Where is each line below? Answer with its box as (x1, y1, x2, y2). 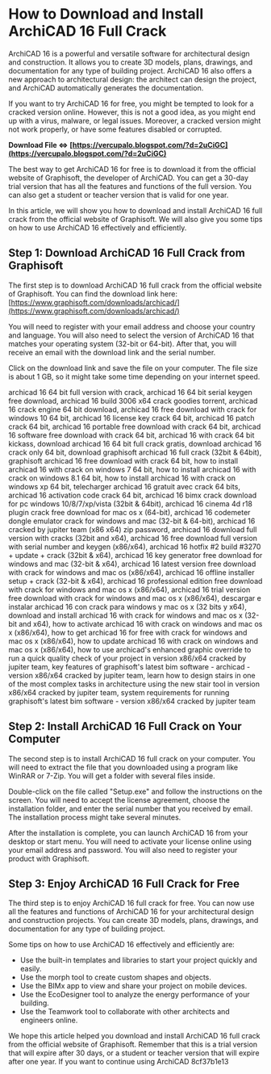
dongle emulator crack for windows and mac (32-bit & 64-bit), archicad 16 (8, 516, 256, 526)
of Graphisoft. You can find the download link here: (8, 288, 178, 299)
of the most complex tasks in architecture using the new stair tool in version (8, 679, 261, 689)
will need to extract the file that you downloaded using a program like (8, 762, 239, 772)
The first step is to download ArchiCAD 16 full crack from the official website (8, 280, 262, 290)
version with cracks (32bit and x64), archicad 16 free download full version (8, 533, 258, 543)
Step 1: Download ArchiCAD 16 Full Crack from (8, 246, 246, 260)
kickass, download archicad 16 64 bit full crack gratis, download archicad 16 (8, 438, 262, 448)
